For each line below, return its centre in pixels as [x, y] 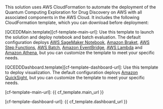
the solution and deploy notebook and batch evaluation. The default [73, 37]
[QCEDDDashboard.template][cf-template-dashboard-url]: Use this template [82, 67]
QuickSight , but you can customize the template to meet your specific [75, 78]
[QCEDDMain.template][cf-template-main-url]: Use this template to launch [80, 32]
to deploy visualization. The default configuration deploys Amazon [72, 72]
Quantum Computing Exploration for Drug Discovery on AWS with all [73, 12]
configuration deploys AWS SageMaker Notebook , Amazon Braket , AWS [77, 42]
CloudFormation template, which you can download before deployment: [77, 22]
